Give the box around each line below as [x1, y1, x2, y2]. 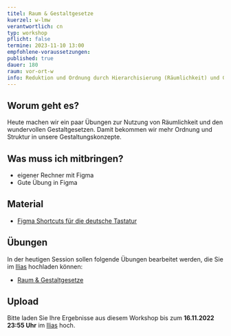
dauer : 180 [7, 61, 38, 68]
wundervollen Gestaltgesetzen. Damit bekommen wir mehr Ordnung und [7, 126, 213, 134]
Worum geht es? [7, 99, 79, 111]
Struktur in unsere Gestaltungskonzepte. [7, 132, 122, 141]
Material [7, 198, 43, 210]
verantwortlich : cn [7, 23, 63, 30]
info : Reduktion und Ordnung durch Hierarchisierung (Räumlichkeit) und [7, 74, 220, 81]
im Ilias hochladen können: [7, 262, 83, 270]
